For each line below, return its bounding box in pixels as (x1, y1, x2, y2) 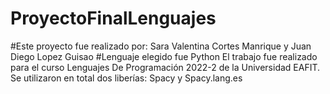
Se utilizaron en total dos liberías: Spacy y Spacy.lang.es (10, 72, 243, 84)
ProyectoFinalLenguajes (10, 7, 217, 30)
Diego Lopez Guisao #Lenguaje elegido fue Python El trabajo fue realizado (10, 50, 318, 62)
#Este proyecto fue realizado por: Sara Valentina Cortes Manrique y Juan (10, 40, 312, 52)
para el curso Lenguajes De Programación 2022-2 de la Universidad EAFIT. (10, 61, 321, 73)
